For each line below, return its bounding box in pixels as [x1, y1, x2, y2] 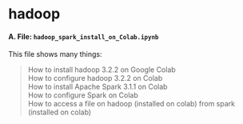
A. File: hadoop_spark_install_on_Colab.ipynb [8, 31, 159, 41]
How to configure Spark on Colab [27, 90, 138, 100]
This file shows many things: [8, 50, 102, 59]
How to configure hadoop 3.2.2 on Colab [27, 74, 163, 83]
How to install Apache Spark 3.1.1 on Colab [27, 82, 168, 92]
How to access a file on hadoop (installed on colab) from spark [27, 99, 236, 109]
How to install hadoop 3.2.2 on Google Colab [27, 65, 176, 74]
